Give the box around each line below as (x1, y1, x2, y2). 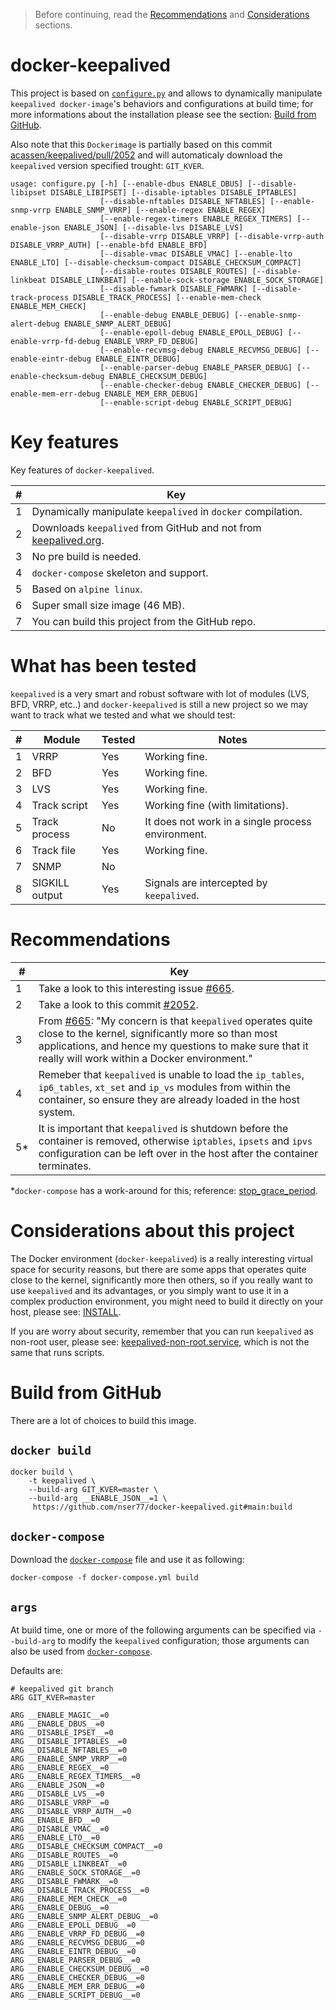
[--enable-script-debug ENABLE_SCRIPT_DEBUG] (99, 397, 293, 408)
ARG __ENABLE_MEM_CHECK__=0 (10, 1894, 128, 1904)
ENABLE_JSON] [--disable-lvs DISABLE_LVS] (63, 222, 244, 233)
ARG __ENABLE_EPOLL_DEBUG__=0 (10, 1920, 137, 1931)
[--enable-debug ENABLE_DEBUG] (99, 310, 230, 320)
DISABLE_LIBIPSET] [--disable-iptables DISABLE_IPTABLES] (50, 187, 298, 198)
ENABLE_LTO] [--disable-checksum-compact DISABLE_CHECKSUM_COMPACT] (10, 257, 302, 268)
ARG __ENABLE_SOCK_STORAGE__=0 (10, 1868, 141, 1878)
